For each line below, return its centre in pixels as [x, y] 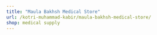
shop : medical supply [33, 23]
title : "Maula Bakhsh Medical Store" [53, 12]
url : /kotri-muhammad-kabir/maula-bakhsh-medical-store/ [79, 17]
